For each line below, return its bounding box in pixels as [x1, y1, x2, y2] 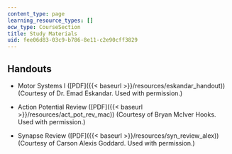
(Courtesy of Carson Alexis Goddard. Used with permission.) [17, 138, 195, 147]
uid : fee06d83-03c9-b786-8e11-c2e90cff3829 [7, 37, 138, 44]
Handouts [7, 63, 52, 75]
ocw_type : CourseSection [7, 23, 81, 30]
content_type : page [7, 10, 65, 18]
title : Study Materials [7, 30, 78, 37]
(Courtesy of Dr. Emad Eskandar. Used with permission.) [17, 89, 183, 97]
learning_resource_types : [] [7, 17, 94, 24]
